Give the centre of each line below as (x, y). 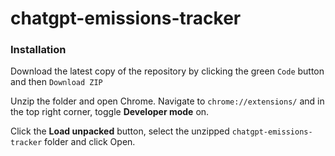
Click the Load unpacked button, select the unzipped (120, 131)
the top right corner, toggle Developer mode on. (110, 112)
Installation (38, 50)
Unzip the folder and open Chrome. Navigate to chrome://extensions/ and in (167, 101)
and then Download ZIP (56, 82)
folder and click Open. (90, 142)
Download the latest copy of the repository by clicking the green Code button (167, 71)
